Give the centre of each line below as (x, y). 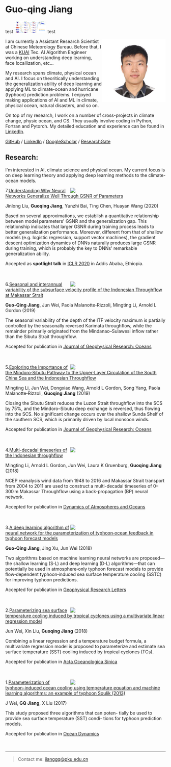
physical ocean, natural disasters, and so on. (52, 105)
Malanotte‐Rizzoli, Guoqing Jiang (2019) (48, 393)
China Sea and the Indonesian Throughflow (51, 378)
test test (31, 31)
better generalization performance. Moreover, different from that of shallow (84, 232)
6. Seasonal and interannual (34, 284)
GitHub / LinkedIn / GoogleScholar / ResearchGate (58, 141)
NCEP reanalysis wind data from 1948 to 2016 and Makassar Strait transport (85, 480)
